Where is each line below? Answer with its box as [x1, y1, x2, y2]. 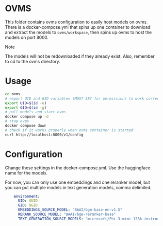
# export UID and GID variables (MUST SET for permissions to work [5, 96, 145, 101]
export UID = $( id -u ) [5, 101, 47, 105]
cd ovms [5, 91, 21, 96]
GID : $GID [17, 203, 38, 208]
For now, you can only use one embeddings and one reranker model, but [5, 179, 150, 185]
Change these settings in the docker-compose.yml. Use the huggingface [5, 165, 150, 171]
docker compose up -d [5, 114, 49, 119]
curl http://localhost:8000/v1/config [5, 132, 83, 137]
